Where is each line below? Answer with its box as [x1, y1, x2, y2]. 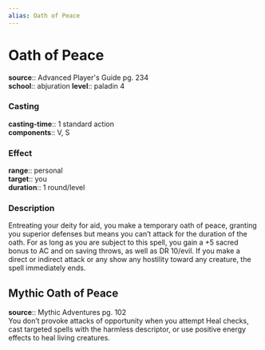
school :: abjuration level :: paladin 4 [8, 81, 125, 90]
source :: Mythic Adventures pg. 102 [8, 308, 126, 317]
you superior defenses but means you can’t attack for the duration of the [8, 229, 247, 239]
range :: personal [8, 165, 63, 176]
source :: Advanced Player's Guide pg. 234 [8, 73, 149, 82]
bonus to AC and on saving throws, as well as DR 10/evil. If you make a [8, 246, 241, 256]
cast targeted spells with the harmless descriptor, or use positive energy [8, 324, 246, 334]
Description [8, 203, 55, 214]
